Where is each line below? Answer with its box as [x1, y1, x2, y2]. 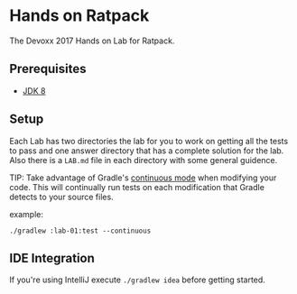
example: [9, 208, 43, 219]
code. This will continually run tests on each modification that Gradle [9, 181, 265, 192]
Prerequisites [9, 61, 87, 77]
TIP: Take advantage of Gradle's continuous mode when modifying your [9, 172, 277, 183]
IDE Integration [9, 250, 95, 266]
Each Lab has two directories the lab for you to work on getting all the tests [9, 135, 289, 146]
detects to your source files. [9, 191, 115, 202]
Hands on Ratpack [9, 5, 150, 26]
